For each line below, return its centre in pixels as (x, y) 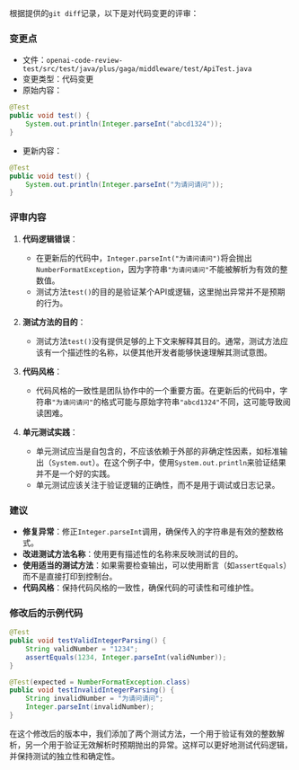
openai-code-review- (84, 61)
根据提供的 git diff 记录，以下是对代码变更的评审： (104, 13)
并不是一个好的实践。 (75, 474)
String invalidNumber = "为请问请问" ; (95, 699)
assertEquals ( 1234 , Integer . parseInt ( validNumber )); (126, 657)
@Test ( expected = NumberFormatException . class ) (100, 682)
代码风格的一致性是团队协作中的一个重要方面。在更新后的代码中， (158, 390)
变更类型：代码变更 (58, 79)
